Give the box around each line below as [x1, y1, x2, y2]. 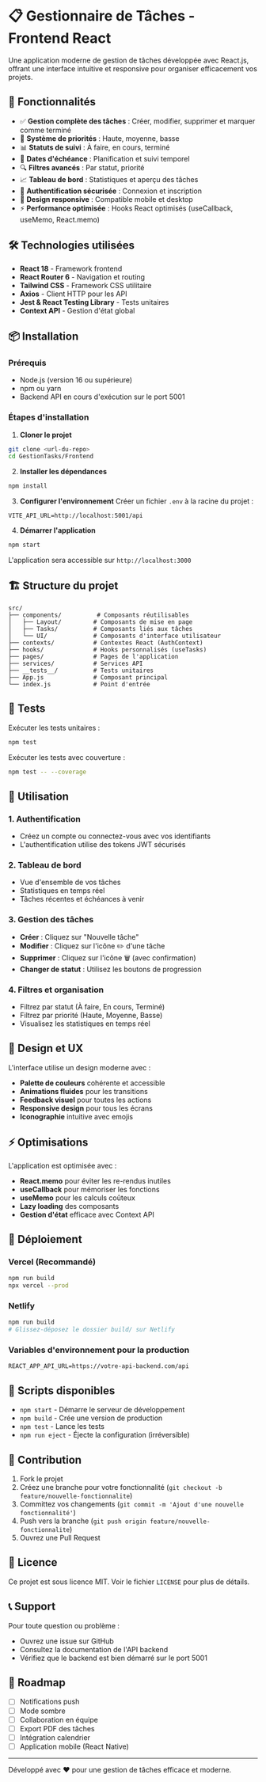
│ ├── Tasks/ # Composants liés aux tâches [8, 625, 193, 633]
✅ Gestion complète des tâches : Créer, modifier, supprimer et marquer [19, 116, 256, 126]
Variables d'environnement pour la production [8, 1344, 190, 1355]
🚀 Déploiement [8, 1233, 82, 1246]
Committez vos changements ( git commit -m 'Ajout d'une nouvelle [19, 1499, 244, 1509]
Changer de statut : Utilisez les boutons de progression [19, 964, 202, 974]
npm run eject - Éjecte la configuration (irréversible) [19, 1431, 190, 1440]
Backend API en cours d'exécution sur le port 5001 [19, 392, 185, 401]
